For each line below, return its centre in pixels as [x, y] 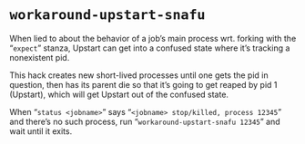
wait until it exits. [41, 131]
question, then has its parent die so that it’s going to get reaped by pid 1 [143, 84]
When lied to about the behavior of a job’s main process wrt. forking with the [153, 38]
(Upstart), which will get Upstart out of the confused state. [119, 94]
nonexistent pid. [40, 57]
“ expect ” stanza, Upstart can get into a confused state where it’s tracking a [150, 48]
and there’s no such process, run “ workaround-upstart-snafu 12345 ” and [145, 121]
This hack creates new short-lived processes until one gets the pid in [139, 75]
